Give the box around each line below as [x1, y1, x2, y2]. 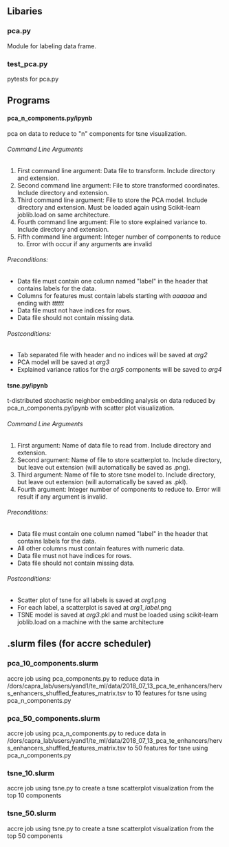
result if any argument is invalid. [17, 492, 108, 501]
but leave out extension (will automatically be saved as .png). [17, 463, 190, 471]
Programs [7, 94, 50, 106]
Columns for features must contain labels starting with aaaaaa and [17, 291, 208, 299]
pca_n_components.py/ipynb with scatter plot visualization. [7, 403, 175, 412]
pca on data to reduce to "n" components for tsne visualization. [7, 129, 187, 137]
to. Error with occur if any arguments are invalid [17, 239, 153, 248]
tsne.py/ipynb [7, 381, 48, 389]
